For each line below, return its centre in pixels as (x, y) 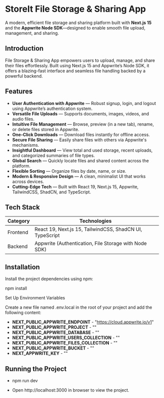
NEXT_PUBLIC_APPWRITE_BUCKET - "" (53, 348)
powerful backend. (24, 76)
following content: (23, 313)
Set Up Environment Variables (35, 298)
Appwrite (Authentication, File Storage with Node (91, 243)
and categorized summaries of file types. (53, 155)
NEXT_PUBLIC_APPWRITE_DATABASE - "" (56, 333)
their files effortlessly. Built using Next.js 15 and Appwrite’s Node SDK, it (77, 65)
